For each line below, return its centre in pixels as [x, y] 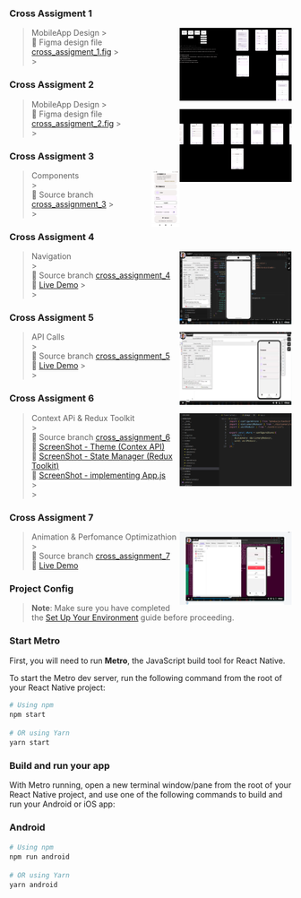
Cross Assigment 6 [52, 399]
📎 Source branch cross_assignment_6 [101, 436]
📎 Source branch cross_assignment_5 [100, 356]
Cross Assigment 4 [52, 237]
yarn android [34, 885]
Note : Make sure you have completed [100, 609]
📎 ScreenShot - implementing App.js [98, 475]
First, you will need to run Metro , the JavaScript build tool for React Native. [147, 661]
